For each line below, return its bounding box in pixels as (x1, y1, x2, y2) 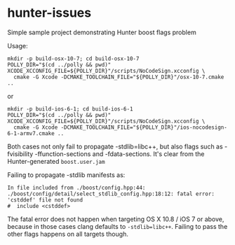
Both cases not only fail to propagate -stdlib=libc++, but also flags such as (7, 142, 223, 150)
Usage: (7, 41, 28, 50)
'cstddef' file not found (7, 196, 83, 204)
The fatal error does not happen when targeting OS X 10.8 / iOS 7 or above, (7, 215, 224, 223)
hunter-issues (7, 5, 92, 21)
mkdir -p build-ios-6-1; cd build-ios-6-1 (7, 105, 133, 113)
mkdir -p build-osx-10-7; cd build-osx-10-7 (7, 55, 140, 62)
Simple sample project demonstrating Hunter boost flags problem (7, 28, 196, 36)
